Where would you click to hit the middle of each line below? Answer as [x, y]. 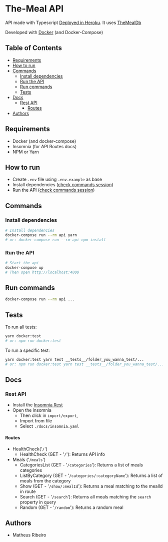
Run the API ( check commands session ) [53, 190]
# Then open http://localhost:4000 [42, 272]
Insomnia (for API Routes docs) [44, 146]
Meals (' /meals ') [29, 459]
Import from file [36, 421]
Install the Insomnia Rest [37, 405]
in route [28, 491]
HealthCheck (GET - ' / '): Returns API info [62, 454]
